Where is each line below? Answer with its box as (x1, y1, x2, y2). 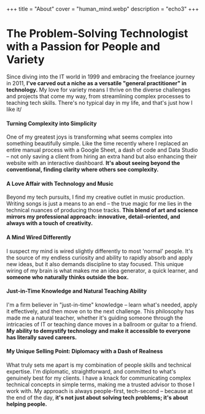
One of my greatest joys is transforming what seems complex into (6, 133, 173, 140)
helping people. (6, 400, 47, 407)
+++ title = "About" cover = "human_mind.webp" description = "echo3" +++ (6, 6, 199, 12)
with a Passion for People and (6, 40, 161, 54)
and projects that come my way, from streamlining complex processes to (6, 92, 190, 100)
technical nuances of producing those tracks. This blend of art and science (6, 207, 198, 214)
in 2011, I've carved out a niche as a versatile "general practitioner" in (6, 79, 187, 86)
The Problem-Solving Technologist (6, 27, 188, 40)
